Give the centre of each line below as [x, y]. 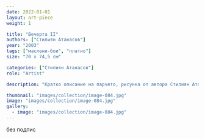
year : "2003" [23, 46]
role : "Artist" [26, 73]
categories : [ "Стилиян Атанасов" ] [50, 67]
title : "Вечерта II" [33, 34]
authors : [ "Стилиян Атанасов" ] [46, 40]
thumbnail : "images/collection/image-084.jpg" [67, 95]
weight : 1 [19, 23]
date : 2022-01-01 [28, 12]
